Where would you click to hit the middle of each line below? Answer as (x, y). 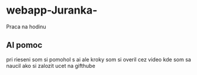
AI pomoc (24, 45)
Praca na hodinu (26, 27)
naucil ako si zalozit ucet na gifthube (51, 66)
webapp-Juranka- (52, 10)
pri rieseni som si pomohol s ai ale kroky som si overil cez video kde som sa (99, 59)
